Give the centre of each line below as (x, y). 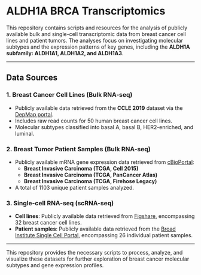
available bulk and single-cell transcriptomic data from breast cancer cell (96, 34)
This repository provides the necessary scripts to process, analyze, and (95, 253)
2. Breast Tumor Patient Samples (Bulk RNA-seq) (78, 149)
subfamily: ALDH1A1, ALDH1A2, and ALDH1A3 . (65, 53)
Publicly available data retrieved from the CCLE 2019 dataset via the (99, 108)
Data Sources (32, 78)
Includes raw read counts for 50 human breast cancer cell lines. (93, 121)
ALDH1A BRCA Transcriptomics (86, 11)
